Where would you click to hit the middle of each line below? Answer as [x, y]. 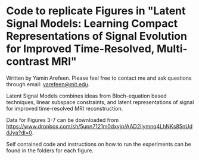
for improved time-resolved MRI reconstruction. [65, 108]
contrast [28, 62]
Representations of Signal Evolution [97, 36]
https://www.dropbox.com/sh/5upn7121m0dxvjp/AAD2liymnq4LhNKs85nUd [99, 126]
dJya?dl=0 [19, 133]
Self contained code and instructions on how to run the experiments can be [99, 144]
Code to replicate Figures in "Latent [96, 11]
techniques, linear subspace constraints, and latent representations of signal [100, 102]
